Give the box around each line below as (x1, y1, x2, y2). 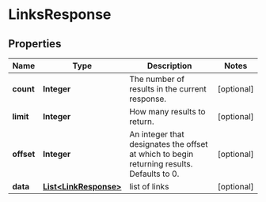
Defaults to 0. (129, 168, 180, 179)
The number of (129, 73, 184, 84)
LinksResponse (8, 6, 112, 24)
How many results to (129, 107, 206, 117)
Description (146, 61, 192, 71)
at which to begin (129, 148, 194, 159)
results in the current (129, 84, 207, 94)
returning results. (129, 159, 193, 169)
